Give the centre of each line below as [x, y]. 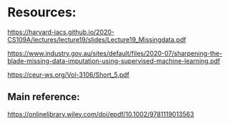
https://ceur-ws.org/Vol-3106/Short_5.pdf [69, 75]
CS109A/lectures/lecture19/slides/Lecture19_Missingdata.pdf [97, 39]
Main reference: [44, 97]
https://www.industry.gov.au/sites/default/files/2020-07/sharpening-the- [115, 53]
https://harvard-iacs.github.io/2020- [61, 32]
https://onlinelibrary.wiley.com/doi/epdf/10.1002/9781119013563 [101, 114]
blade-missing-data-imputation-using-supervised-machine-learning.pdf [114, 60]
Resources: [42, 12]
